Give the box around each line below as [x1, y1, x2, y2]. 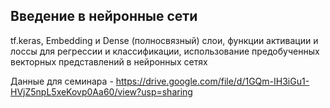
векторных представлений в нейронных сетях [10, 55, 208, 68]
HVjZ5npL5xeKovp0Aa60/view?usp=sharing [10, 85, 193, 98]
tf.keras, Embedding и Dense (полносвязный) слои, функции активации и [10, 34, 319, 46]
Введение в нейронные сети [10, 8, 198, 25]
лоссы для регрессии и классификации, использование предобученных [10, 45, 320, 57]
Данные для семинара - [10, 75, 114, 87]
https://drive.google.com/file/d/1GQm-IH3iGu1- [115, 75, 310, 87]
